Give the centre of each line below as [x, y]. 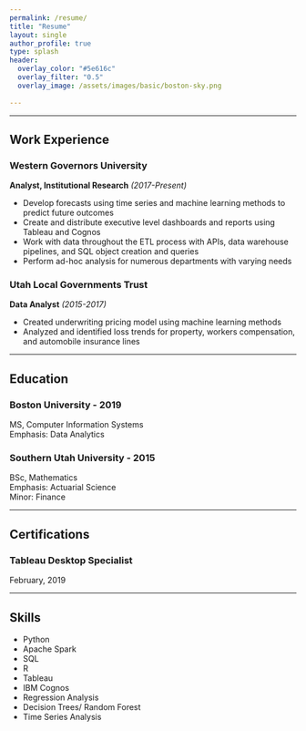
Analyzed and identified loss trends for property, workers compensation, [159, 332]
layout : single [38, 35]
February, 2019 [38, 581]
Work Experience [60, 139]
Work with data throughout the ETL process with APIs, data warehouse [155, 242]
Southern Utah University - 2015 [82, 458]
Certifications [50, 534]
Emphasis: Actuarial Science [63, 488]
